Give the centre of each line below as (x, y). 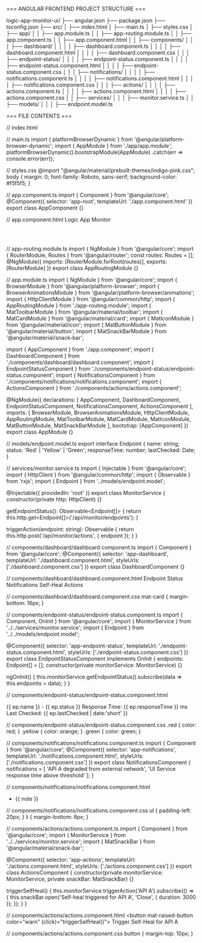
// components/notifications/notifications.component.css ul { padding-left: (99, 810)
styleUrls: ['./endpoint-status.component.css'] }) (128, 652)
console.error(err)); (30, 159)
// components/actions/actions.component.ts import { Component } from (97, 829)
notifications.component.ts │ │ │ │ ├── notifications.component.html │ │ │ (100, 78)
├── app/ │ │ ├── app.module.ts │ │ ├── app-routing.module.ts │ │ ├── (99, 33)
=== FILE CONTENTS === (39, 116)
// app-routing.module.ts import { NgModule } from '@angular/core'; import (100, 249)
